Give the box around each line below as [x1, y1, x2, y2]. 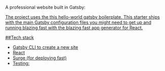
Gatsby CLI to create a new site [12, 44, 79, 50]
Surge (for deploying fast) [12, 55, 67, 61]
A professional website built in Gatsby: [5, 5, 86, 10]
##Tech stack [5, 35, 34, 40]
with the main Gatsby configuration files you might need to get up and [5, 20, 151, 25]
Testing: [12, 60, 30, 66]
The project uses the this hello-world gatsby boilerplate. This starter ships [5, 14, 160, 20]
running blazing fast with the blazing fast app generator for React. [5, 25, 143, 31]
